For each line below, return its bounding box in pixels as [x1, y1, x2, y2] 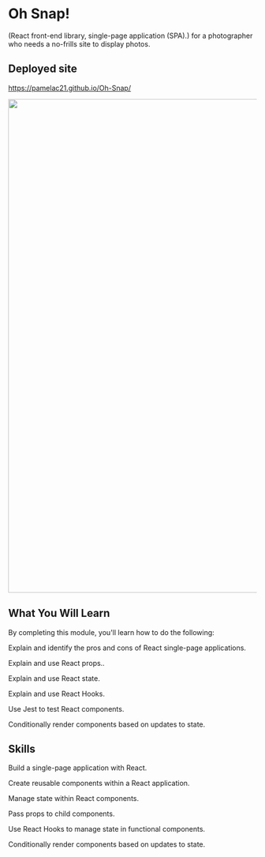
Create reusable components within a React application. [8, 779, 190, 788]
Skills [8, 742, 35, 755]
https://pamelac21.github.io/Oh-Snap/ [8, 83, 132, 92]
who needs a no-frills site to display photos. [8, 39, 151, 48]
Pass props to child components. [8, 809, 115, 818]
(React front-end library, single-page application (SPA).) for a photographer [8, 31, 253, 40]
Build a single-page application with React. [8, 763, 147, 772]
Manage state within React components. [8, 794, 140, 803]
